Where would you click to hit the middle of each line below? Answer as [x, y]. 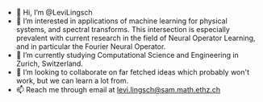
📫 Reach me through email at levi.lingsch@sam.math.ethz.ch [118, 90]
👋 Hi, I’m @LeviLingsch [54, 12]
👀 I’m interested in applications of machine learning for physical [121, 21]
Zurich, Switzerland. [49, 63]
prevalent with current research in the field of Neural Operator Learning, [136, 38]
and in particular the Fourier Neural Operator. [91, 47]
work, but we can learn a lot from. [72, 81]
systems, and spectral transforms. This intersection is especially [123, 29]
